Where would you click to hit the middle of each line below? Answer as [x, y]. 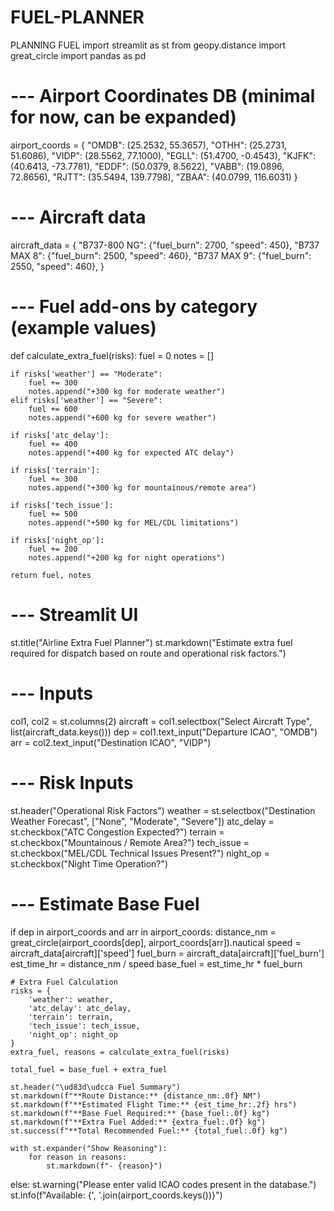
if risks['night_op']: [57, 540]
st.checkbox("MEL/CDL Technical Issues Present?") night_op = [140, 853]
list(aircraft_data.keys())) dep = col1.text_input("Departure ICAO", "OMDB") [164, 732]
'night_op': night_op [73, 1034]
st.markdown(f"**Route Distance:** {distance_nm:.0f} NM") [136, 1096]
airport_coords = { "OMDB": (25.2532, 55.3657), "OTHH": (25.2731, [149, 145]
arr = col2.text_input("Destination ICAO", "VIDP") [111, 742]
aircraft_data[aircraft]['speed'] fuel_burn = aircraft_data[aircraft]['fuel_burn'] [167, 953]
